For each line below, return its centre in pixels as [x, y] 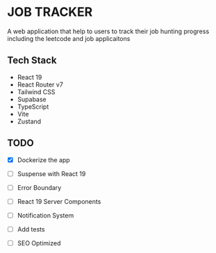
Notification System [45, 215]
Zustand [29, 121]
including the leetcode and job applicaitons [69, 38]
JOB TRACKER [50, 12]
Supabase [32, 99]
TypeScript [33, 106]
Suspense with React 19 [51, 173]
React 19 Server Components [59, 201]
